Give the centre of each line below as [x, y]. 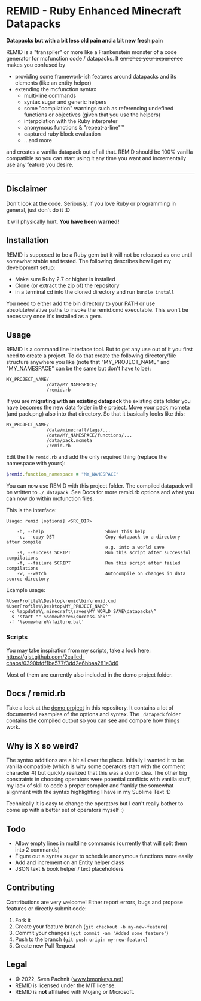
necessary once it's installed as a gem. [54, 316]
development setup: [31, 267]
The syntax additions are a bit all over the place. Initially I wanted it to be [95, 760]
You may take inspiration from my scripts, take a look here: [78, 650]
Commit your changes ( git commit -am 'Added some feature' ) [92, 933]
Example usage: [26, 590]
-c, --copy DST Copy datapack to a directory [99, 537]
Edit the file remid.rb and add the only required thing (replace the [87, 457]
